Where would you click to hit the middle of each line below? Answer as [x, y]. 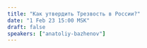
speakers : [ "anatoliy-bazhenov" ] [57, 34]
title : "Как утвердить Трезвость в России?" [74, 14]
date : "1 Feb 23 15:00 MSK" [49, 20]
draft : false [27, 27]
